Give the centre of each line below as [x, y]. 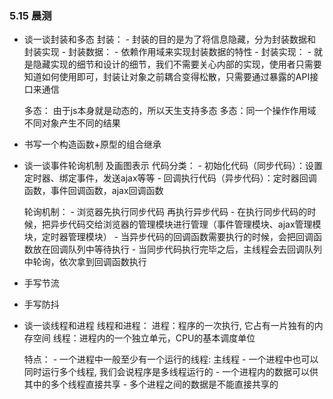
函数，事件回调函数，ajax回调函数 [93, 191]
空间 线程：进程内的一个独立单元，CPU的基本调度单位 [144, 338]
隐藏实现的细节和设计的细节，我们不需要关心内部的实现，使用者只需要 [177, 64]
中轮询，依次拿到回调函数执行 [85, 262]
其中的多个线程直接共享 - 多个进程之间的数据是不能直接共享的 [151, 384]
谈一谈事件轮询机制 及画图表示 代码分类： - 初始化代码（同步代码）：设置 [173, 166]
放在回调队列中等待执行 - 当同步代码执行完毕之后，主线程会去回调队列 [177, 249]
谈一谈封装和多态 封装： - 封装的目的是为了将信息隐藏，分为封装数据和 [170, 39]
